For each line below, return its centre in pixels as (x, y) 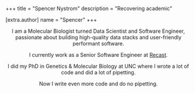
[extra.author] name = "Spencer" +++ (52, 20)
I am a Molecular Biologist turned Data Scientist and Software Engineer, (98, 31)
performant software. (98, 44)
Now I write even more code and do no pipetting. (98, 84)
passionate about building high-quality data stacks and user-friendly (98, 37)
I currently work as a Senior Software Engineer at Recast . (98, 55)
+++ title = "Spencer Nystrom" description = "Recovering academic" (89, 8)
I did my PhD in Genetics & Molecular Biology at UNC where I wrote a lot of (98, 66)
